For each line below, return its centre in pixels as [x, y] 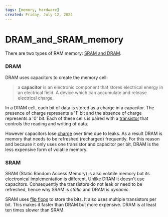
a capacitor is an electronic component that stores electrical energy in [90, 87]
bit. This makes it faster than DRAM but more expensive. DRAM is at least [81, 205]
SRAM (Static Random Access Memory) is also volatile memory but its [77, 174]
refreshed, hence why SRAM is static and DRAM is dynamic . [68, 190]
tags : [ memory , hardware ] [32, 10]
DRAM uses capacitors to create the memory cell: [56, 77]
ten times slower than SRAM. [35, 210]
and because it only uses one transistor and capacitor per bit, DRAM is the [82, 144]
